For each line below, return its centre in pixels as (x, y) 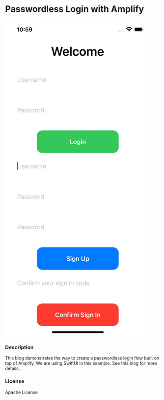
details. (13, 368)
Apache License (21, 392)
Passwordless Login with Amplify (75, 9)
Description (19, 347)
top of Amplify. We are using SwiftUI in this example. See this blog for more (81, 363)
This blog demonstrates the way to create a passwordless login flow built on (82, 358)
